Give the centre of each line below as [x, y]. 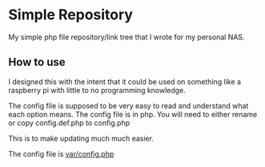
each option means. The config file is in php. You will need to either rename [133, 114]
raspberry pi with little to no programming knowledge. [97, 90]
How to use [37, 62]
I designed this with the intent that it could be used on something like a [125, 81]
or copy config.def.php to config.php [69, 123]
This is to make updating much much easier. [81, 138]
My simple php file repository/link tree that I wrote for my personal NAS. [127, 37]
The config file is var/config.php [61, 153]
